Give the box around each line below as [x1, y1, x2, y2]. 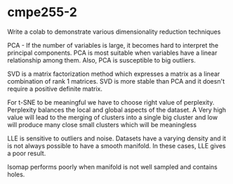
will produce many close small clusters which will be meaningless [7, 120, 197, 129]
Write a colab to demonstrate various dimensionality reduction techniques [7, 27, 221, 36]
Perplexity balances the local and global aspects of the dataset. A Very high [7, 105, 227, 114]
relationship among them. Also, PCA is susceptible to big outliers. [7, 55, 197, 64]
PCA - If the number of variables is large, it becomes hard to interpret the [7, 41, 219, 49]
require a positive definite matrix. [7, 84, 103, 93]
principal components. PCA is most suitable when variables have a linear [7, 48, 218, 57]
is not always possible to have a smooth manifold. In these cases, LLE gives [7, 141, 226, 150]
